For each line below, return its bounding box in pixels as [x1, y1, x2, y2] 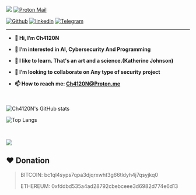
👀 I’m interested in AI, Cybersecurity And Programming [14, 46, 151, 53]
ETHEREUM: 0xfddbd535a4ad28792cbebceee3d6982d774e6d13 [20, 182, 178, 190]
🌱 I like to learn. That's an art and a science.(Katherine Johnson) [14, 57, 174, 64]
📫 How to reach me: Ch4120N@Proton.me [14, 80, 121, 87]
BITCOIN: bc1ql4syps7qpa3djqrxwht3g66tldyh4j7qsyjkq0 [20, 171, 159, 178]
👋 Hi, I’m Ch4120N [14, 35, 60, 41]
